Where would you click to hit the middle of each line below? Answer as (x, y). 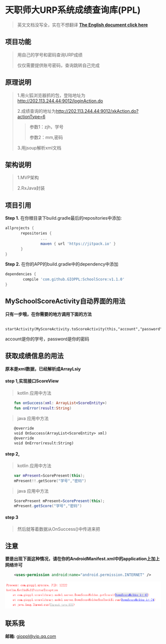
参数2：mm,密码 (46, 137)
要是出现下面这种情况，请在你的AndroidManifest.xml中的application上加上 (83, 559)
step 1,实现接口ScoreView (32, 381)
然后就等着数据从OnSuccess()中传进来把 (59, 529)
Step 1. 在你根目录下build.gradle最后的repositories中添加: (63, 218)
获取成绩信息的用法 (34, 356)
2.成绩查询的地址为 (37, 111)
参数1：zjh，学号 (46, 127)
